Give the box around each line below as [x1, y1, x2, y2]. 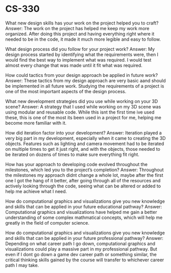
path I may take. [5, 262, 39, 268]
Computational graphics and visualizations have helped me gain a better [5, 209, 157, 215]
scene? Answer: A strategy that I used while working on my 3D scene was [5, 103, 161, 110]
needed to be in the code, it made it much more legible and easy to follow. [5, 36, 161, 42]
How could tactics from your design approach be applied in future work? [5, 72, 158, 78]
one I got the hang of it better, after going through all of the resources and [5, 177, 161, 183]
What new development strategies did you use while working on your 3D [5, 98, 158, 104]
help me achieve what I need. [5, 188, 67, 194]
